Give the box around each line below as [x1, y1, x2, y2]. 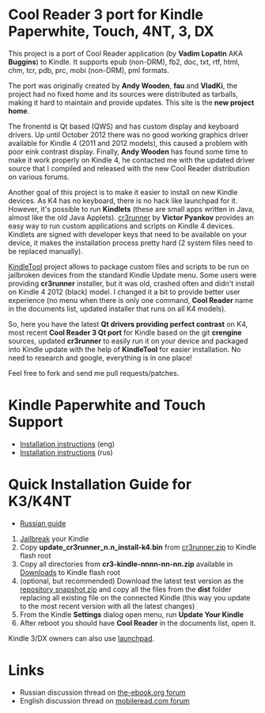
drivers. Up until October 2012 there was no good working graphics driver [8, 129, 249, 140]
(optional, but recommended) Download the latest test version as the [19, 576, 244, 585]
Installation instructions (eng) [19, 439, 115, 449]
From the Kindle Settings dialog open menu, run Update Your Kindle [19, 609, 244, 619]
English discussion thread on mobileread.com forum [19, 696, 190, 705]
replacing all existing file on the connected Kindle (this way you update [19, 592, 251, 602]
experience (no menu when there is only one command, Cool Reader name [8, 295, 254, 305]
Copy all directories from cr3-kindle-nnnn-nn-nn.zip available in [19, 559, 233, 569]
